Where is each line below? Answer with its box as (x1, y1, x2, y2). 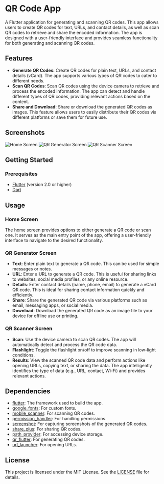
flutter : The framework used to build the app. (12, 400, 103, 406)
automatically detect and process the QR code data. (12, 342, 117, 348)
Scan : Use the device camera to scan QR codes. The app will (12, 336, 136, 342)
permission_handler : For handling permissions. (12, 416, 107, 422)
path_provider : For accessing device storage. (12, 431, 104, 437)
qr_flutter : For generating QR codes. (12, 436, 85, 442)
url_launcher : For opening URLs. (12, 442, 77, 448)
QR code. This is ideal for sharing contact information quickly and (12, 287, 144, 293)
